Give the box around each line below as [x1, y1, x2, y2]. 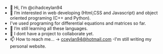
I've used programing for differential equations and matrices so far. [9, 20, 146, 26]
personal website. [9, 43, 46, 49]
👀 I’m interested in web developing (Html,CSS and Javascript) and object [9, 10, 158, 16]
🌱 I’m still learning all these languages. [9, 26, 88, 31]
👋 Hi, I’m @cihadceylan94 [9, 5, 63, 10]
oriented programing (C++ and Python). [9, 15, 91, 21]
